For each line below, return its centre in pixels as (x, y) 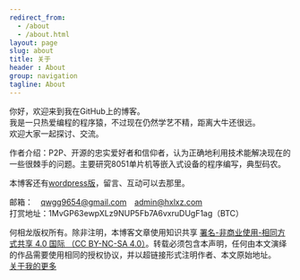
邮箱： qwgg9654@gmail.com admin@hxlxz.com (106, 202)
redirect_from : (38, 17)
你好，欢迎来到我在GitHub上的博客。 (77, 111)
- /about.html (43, 34)
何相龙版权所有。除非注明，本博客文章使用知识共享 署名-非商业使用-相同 (143, 232)
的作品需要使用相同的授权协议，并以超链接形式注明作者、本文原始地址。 (142, 254)
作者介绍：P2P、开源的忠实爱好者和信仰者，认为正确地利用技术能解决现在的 (150, 153)
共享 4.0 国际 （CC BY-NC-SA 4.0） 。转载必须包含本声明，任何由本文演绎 (152, 243)
